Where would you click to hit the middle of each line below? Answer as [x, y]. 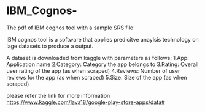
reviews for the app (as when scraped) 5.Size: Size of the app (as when [97, 77]
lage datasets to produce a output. [50, 46]
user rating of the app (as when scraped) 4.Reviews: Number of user [93, 70]
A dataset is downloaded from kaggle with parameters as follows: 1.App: [98, 58]
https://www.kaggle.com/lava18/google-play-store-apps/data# [86, 102]
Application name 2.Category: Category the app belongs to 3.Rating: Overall [102, 64]
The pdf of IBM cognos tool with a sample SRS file [70, 28]
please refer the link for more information [58, 95]
